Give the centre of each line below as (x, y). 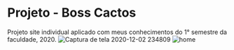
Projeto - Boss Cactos (72, 13)
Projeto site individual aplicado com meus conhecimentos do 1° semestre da (117, 32)
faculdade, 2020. (32, 39)
